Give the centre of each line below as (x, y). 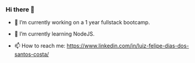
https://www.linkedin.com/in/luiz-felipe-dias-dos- (128, 46)
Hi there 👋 (20, 10)
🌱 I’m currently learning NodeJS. (54, 34)
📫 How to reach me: (40, 46)
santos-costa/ (31, 54)
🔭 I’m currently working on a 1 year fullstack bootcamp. (82, 23)
